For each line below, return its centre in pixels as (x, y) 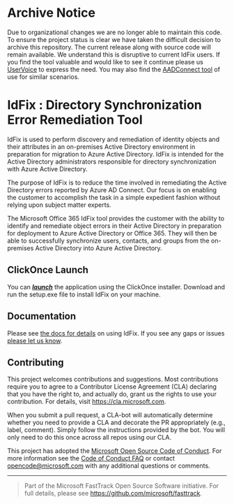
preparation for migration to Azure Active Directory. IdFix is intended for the (116, 154)
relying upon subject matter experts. (59, 205)
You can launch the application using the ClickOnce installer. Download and (116, 287)
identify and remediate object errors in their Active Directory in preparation (114, 226)
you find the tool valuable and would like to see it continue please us (105, 62)
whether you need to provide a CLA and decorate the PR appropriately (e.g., (117, 423)
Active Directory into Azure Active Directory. (99, 248)
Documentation (42, 316)
